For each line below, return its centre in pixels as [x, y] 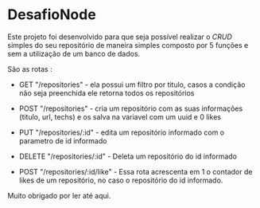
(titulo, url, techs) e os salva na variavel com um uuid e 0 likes [120, 116]
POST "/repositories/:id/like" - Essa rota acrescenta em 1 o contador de [136, 171]
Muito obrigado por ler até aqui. [59, 195]
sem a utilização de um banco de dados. [74, 53]
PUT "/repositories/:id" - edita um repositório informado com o [122, 132]
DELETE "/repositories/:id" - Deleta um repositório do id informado [128, 156]
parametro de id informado [63, 140]
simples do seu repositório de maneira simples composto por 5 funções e [128, 45]
